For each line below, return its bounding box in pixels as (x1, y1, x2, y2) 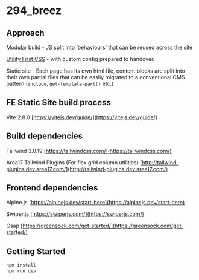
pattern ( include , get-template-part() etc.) (6, 80, 114, 87)
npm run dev (6, 268, 36, 274)
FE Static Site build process (6, 97, 112, 108)
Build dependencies (6, 131, 83, 142)
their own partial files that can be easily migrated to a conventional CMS (6, 74, 185, 80)
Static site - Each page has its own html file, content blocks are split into (6, 67, 186, 74)
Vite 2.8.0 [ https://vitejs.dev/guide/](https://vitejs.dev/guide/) (6, 113, 158, 121)
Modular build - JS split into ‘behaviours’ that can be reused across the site (6, 44, 193, 51)
